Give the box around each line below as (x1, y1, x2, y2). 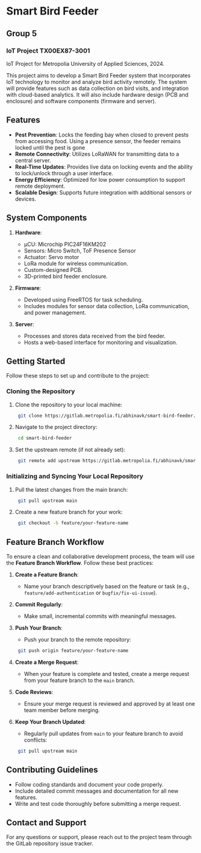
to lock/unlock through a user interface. (14, 169, 114, 176)
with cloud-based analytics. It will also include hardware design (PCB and (6, 91, 188, 98)
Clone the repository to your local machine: (14, 401, 122, 408)
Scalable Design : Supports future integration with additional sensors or (14, 188, 193, 196)
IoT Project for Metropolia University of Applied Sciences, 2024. (6, 60, 165, 67)
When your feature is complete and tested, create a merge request (23, 670, 190, 677)
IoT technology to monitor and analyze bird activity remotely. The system (6, 78, 187, 85)
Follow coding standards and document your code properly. (14, 781, 164, 788)
